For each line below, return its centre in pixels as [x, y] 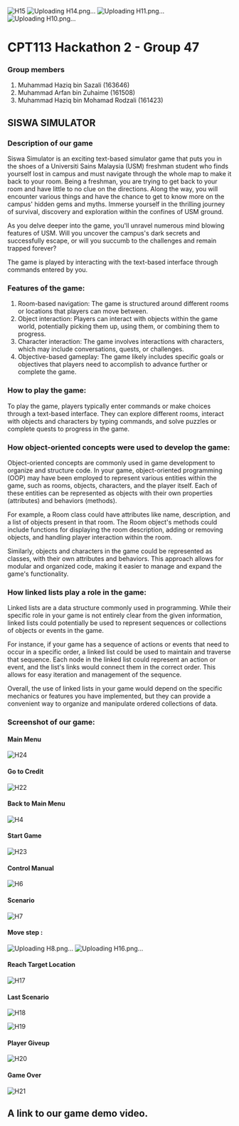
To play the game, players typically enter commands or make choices [109, 406]
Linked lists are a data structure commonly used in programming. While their [119, 608]
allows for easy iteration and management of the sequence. [95, 675]
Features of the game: [46, 288]
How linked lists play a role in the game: [77, 592]
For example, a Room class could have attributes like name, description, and [119, 514]
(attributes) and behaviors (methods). [62, 501]
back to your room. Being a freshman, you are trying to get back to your [113, 181]
